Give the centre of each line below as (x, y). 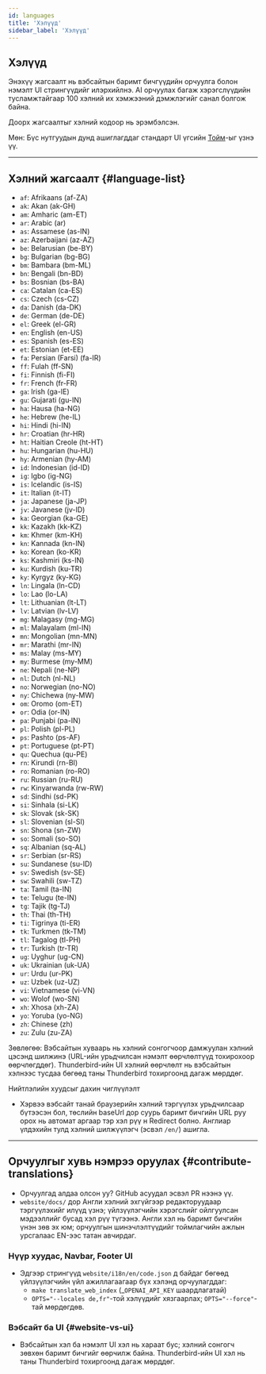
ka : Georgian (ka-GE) (54, 518)
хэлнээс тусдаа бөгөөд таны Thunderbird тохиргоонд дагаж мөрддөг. (126, 1073)
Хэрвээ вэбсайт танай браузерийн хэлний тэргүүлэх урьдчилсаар (132, 1104)
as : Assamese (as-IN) (55, 231)
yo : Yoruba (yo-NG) (51, 1016)
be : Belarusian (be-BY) (56, 248)
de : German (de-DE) (52, 316)
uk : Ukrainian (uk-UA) (55, 965)
